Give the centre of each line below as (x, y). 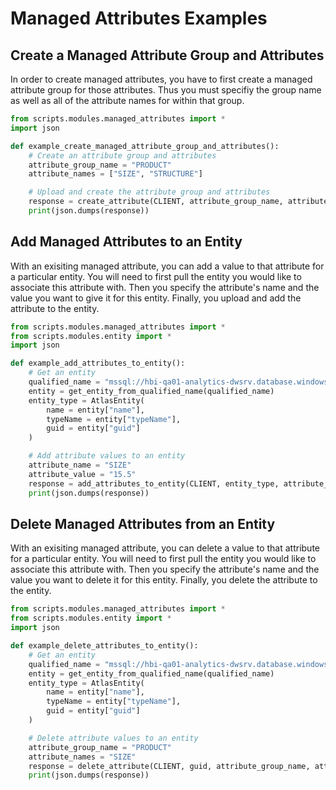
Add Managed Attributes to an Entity (126, 242)
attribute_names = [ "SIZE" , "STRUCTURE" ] (115, 174)
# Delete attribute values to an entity (113, 738)
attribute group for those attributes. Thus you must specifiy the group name (166, 90)
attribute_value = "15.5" (82, 474)
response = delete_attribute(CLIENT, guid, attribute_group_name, (169, 766)
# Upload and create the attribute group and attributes (149, 192)
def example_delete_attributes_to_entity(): (104, 646)
